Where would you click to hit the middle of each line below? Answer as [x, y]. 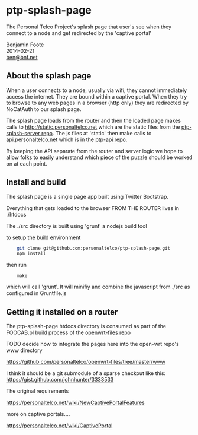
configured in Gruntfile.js [36, 293]
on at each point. [27, 163]
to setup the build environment [43, 237]
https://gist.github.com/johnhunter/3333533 [60, 380]
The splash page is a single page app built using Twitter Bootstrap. [87, 196]
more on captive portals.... [38, 414]
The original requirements [38, 391]
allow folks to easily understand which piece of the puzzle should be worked [99, 157]
